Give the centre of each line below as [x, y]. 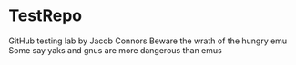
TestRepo [46, 16]
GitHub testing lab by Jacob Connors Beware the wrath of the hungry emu [148, 41]
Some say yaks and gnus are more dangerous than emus [115, 50]
